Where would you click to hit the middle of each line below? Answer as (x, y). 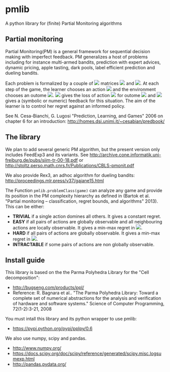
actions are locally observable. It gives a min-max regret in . (77, 227)
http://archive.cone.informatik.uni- (125, 155)
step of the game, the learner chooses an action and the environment (80, 89)
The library (23, 137)
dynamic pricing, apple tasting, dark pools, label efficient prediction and (80, 67)
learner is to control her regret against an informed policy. (65, 106)
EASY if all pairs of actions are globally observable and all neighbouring (88, 221)
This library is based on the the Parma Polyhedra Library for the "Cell (77, 272)
